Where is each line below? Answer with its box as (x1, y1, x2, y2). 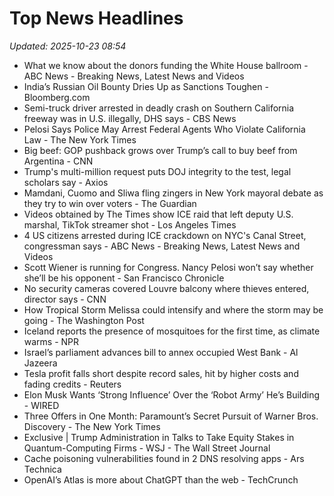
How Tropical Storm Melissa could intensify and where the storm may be (23, 303, 324, 316)
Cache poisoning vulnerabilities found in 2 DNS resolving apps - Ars (23, 452, 305, 464)
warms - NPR (23, 335, 80, 347)
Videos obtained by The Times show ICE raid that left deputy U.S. (23, 208, 294, 220)
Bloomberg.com (23, 91, 91, 103)
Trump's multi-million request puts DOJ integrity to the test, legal (23, 165, 292, 177)
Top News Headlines (9, 7, 184, 30)
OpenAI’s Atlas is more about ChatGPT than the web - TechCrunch (23, 473, 299, 486)
